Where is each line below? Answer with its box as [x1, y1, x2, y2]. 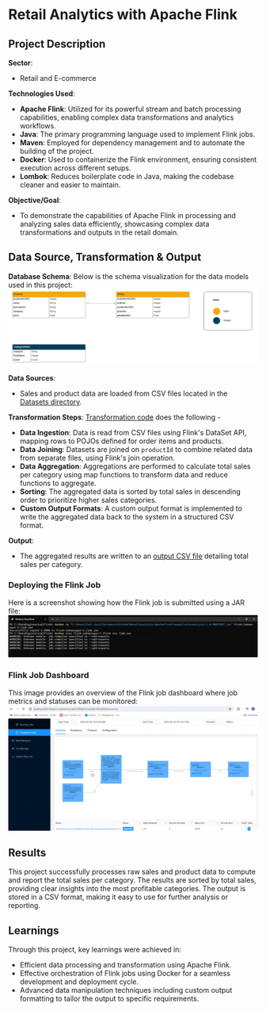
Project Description [8, 37, 106, 51]
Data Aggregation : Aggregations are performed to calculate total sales [19, 461, 251, 471]
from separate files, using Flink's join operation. [19, 454, 176, 463]
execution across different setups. [19, 163, 131, 172]
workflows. [19, 121, 57, 130]
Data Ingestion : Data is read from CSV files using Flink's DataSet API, [19, 428, 247, 438]
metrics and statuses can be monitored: [8, 696, 139, 706]
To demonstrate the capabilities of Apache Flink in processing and [19, 211, 236, 220]
